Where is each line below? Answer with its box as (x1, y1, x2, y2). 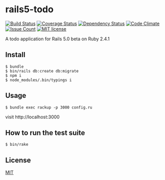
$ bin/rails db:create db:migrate (5, 68, 79, 73)
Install (5, 50, 26, 59)
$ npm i (5, 73, 22, 78)
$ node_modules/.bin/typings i (5, 78, 72, 83)
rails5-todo (5, 4, 54, 15)
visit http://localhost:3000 (5, 114, 60, 120)
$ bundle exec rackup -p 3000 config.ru (5, 105, 93, 110)
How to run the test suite (5, 128, 85, 137)
